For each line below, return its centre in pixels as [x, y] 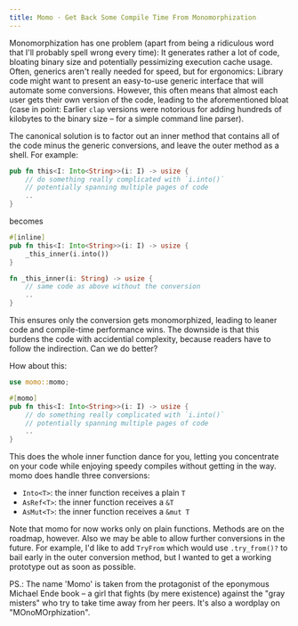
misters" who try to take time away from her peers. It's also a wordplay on [145, 603]
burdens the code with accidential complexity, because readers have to [140, 339]
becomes [26, 221]
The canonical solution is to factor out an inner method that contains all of [145, 135]
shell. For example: [44, 154]
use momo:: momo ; [39, 382]
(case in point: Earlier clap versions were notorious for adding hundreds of [145, 109]
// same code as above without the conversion [113, 287]
